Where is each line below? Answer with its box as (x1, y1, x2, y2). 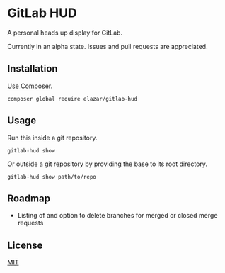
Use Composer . (7, 82, 53, 90)
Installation (7, 62, 58, 75)
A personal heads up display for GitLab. (7, 28, 122, 37)
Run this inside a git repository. (7, 133, 98, 142)
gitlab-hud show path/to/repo (7, 173, 97, 180)
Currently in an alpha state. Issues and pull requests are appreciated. (7, 42, 208, 50)
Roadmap (7, 192, 51, 204)
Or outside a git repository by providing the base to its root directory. (7, 160, 207, 168)
